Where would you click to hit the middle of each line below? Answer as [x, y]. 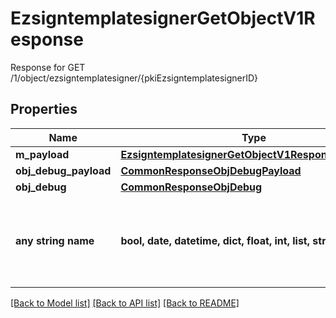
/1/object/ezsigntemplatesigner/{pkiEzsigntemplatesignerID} [134, 78]
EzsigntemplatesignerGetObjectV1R [163, 18]
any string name [55, 240]
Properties [44, 109]
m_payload [42, 154]
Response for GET [48, 67]
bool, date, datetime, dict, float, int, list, [215, 240]
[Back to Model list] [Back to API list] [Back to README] [125, 303]
